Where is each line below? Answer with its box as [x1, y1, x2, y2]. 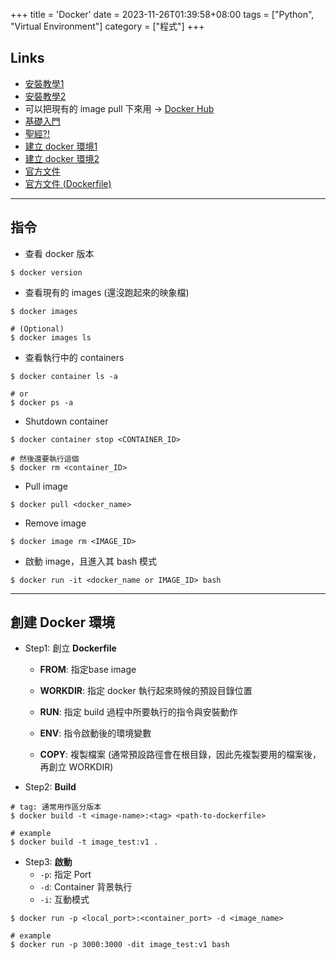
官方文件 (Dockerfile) [24, 177, 112, 189]
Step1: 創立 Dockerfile [24, 642, 117, 654]
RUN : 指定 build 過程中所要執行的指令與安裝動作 [39, 706, 238, 718]
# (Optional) [10, 324, 65, 334]
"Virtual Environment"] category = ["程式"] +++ [10, 20, 205, 32]
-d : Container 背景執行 [39, 881, 133, 893]
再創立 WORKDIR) [39, 761, 114, 773]
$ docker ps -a [10, 397, 74, 408]
